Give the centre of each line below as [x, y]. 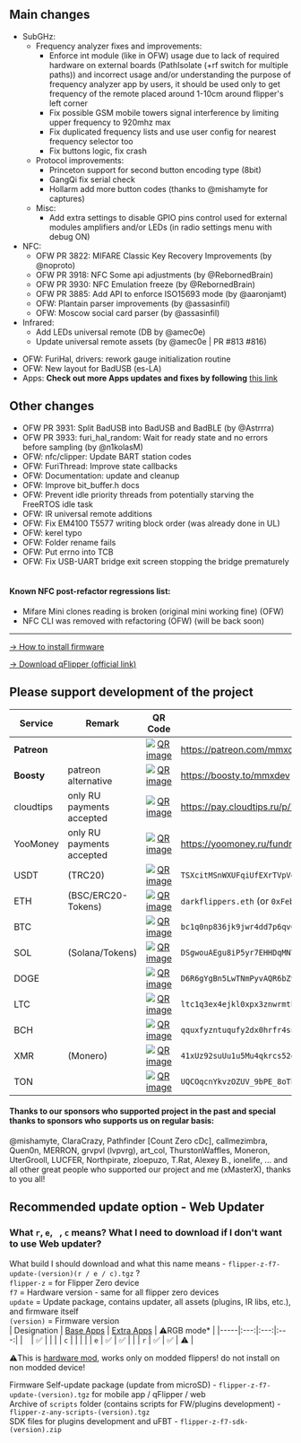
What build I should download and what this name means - [118, 1264]
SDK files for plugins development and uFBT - [94, 1421]
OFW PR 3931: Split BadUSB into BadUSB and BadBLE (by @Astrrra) [148, 428]
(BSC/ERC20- [98, 895]
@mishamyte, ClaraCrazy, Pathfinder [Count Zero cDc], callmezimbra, [139, 1141]
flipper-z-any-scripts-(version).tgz [80, 1412]
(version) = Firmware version [64, 1321]
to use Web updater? [56, 1244]
